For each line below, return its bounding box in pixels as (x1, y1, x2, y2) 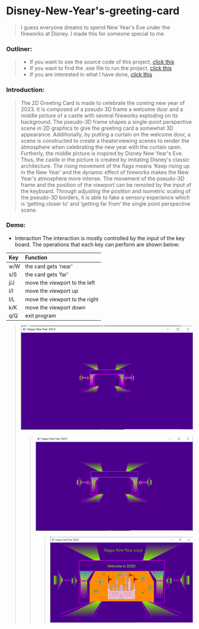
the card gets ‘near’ (25, 263, 73, 270)
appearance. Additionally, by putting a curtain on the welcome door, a (20, 130, 191, 138)
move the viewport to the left (25, 279, 95, 286)
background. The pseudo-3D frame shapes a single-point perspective (20, 118, 192, 125)
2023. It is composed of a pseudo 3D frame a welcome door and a (20, 106, 184, 113)
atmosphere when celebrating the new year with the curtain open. (20, 143, 182, 151)
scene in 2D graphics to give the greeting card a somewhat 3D (20, 124, 174, 132)
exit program (25, 312, 56, 320)
